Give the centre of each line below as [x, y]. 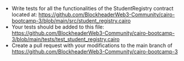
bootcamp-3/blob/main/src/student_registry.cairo [71, 21]
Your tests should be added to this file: [58, 27]
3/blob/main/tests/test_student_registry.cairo [66, 39]
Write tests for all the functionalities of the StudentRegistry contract [92, 8]
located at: [24, 15]
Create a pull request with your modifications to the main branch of [92, 45]
